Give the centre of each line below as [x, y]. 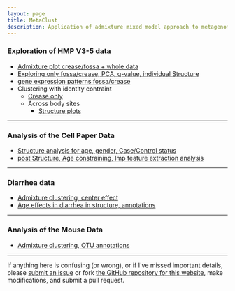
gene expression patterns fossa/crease [74, 81]
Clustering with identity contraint [64, 89]
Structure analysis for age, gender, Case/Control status [97, 150]
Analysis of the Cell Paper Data [61, 135]
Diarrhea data [31, 182]
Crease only [45, 96]
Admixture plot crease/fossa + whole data [78, 66]
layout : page [26, 14]
